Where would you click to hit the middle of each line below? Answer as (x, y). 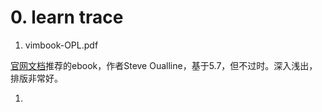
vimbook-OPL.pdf (61, 45)
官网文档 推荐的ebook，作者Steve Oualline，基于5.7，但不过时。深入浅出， (164, 65)
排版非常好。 (36, 78)
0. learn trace (67, 17)
